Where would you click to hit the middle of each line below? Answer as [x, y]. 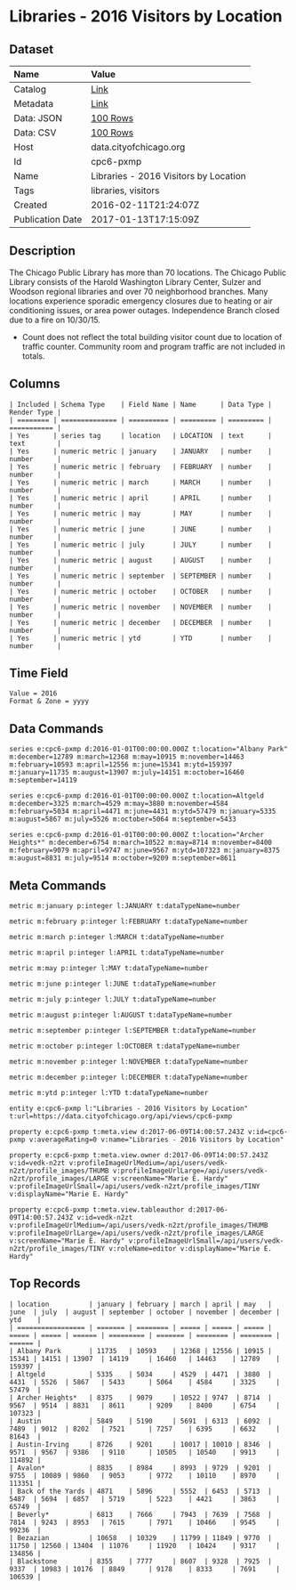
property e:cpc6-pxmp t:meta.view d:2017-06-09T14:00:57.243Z [127, 1132]
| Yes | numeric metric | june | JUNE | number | [141, 529]
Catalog [30, 89]
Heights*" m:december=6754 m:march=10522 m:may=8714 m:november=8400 [141, 843]
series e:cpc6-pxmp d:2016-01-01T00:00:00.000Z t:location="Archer [137, 835]
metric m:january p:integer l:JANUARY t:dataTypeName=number [125, 906]
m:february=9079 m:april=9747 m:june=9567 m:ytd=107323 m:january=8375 [144, 851]
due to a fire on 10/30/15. [55, 320]
